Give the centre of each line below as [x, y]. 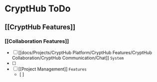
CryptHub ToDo [38, 9]
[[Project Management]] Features [52, 69]
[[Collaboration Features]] [37, 41]
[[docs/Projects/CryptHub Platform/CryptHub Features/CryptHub [85, 52]
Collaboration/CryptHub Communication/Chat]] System [68, 58]
